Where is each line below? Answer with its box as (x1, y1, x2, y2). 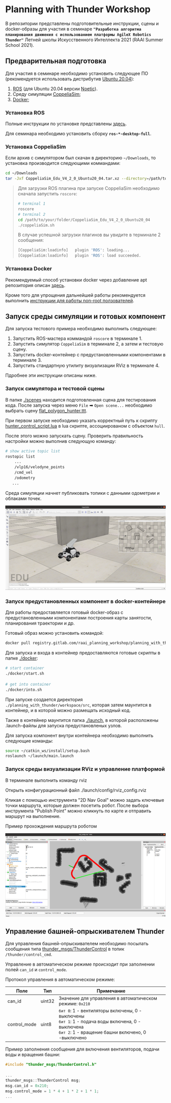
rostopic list (5, 454, 36, 459)
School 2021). (5, 42, 35, 48)
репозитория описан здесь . (5, 282, 66, 288)
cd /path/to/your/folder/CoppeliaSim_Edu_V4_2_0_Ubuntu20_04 (17, 217, 151, 222)
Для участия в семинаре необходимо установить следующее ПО (5, 70, 149, 76)
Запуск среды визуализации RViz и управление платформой (5, 766, 165, 773)
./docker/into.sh (5, 687, 42, 692)
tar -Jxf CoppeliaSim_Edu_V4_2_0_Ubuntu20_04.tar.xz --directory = (5, 176, 149, 181)
